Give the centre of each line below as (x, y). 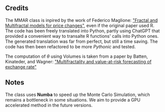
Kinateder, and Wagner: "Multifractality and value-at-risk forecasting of (79, 61)
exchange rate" (21, 67)
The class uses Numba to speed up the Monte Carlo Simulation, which (78, 95)
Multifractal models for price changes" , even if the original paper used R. (80, 25)
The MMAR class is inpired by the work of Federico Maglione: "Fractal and (82, 20)
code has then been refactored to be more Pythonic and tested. (71, 46)
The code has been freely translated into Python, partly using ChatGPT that (82, 31)
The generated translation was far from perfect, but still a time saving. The (82, 41)
